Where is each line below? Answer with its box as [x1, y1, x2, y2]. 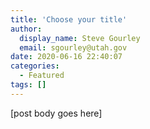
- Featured [19, 71, 65, 81]
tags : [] [10, 80, 47, 90]
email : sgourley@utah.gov [19, 42, 128, 53]
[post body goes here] [10, 107, 103, 119]
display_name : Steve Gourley [19, 33, 141, 43]
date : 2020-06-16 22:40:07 [10, 52, 123, 62]
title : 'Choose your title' [10, 14, 128, 25]
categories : [10, 61, 60, 71]
